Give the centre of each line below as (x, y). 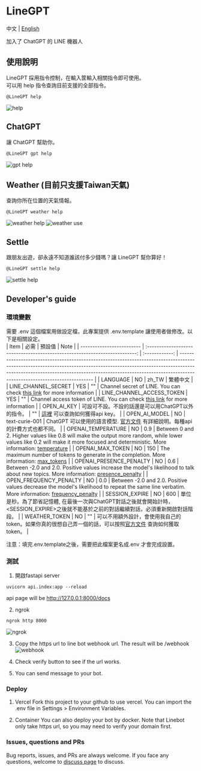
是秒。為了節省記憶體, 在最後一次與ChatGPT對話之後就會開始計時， (90, 501)
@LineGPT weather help (34, 212)
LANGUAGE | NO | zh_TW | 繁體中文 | (147, 379)
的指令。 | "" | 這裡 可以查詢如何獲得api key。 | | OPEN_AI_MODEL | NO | (96, 413)
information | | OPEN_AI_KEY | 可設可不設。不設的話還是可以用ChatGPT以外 (100, 406)
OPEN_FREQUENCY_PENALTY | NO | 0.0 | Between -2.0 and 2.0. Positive (97, 480)
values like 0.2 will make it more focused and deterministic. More (86, 442)
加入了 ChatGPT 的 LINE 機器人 (44, 41)
